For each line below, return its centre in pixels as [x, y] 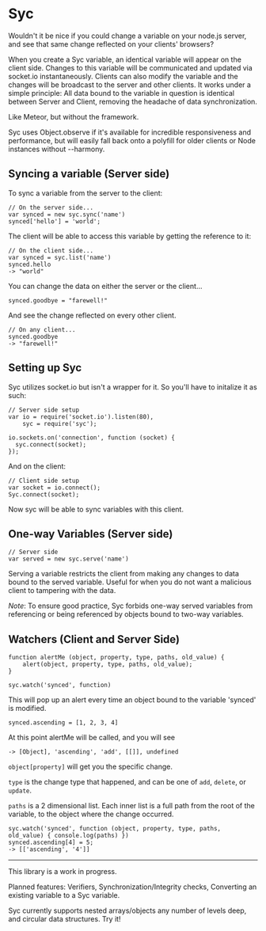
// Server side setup [44, 410]
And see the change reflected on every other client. [92, 315]
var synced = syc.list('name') [60, 257]
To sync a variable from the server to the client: [85, 193]
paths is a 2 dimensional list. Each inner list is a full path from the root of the [131, 806]
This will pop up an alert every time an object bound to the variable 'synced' [132, 700]
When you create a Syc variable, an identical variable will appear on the [125, 59]
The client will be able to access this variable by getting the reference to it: [130, 236]
